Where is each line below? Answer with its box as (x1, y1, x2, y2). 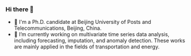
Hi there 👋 (5, 5, 34, 13)
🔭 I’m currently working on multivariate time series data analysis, (13, 31, 170, 38)
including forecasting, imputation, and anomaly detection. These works (13, 37, 185, 44)
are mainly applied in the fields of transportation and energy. (13, 43, 160, 50)
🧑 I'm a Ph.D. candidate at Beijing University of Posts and (13, 19, 151, 26)
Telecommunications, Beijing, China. (13, 24, 102, 32)
